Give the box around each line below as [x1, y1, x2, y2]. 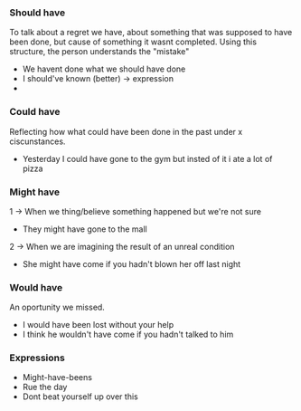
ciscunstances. [9, 136, 66, 147]
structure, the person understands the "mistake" [9, 46, 190, 57]
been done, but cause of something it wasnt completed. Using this [9, 36, 258, 47]
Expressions [9, 351, 65, 364]
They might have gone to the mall [22, 224, 147, 234]
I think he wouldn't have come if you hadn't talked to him [22, 329, 234, 340]
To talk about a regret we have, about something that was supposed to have [9, 27, 293, 38]
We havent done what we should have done [22, 63, 186, 74]
